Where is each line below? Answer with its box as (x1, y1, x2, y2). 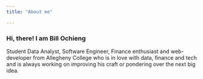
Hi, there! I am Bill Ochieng (6, 34, 86, 42)
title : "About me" (6, 8, 53, 15)
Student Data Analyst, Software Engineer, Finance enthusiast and (6, 48, 170, 55)
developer (6, 54, 32, 61)
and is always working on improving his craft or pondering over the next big (6, 60, 196, 68)
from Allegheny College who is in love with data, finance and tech (32, 54, 198, 61)
